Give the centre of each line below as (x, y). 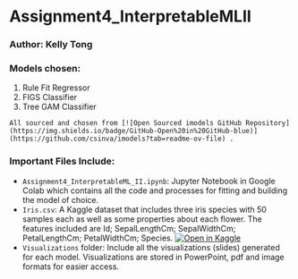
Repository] (268, 123)
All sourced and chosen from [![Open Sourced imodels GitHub (126, 123)
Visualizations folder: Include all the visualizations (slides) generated (151, 247)
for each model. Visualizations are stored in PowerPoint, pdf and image (153, 257)
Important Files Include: (62, 161)
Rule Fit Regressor (56, 88)
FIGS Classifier (50, 97)
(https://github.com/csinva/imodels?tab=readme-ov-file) (118, 139)
